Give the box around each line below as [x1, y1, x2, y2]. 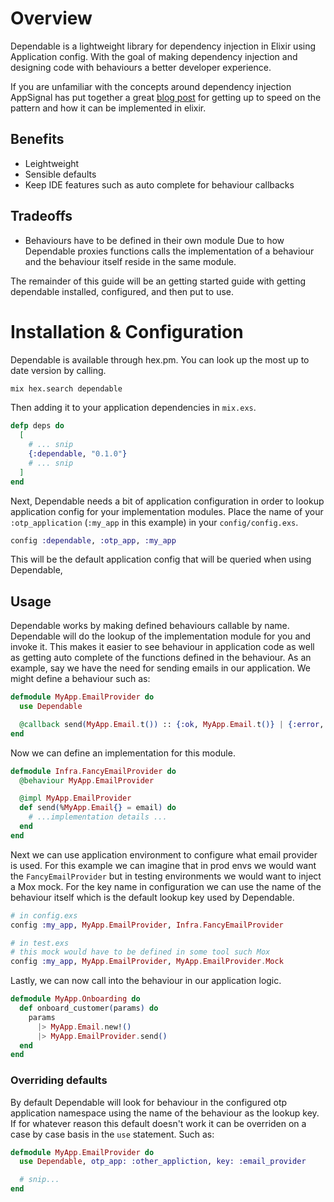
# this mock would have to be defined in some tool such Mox [10, 947, 271, 957]
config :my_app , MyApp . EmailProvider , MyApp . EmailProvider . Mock [10, 957, 284, 967]
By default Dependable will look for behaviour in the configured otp [10, 1096, 288, 1108]
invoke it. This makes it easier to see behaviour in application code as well [10, 641, 315, 653]
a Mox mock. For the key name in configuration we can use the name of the [10, 880, 322, 892]
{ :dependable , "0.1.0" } [28, 449, 128, 459]
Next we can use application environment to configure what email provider [10, 848, 318, 861]
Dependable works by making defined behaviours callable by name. [10, 620, 290, 632]
